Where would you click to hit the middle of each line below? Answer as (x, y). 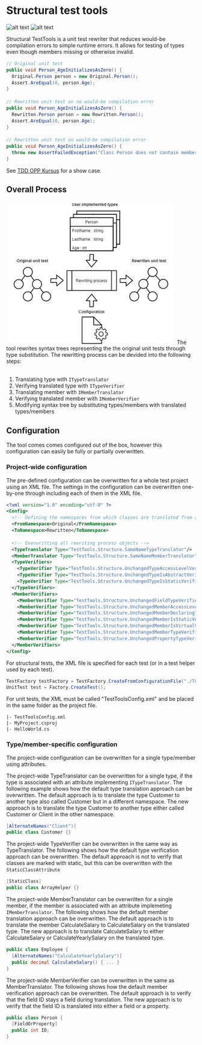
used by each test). (30, 669)
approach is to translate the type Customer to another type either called (95, 808)
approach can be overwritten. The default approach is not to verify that (94, 857)
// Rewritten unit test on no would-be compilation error (80, 102)
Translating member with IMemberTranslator (69, 392)
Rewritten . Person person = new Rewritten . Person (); (78, 114)
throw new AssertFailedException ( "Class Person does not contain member (105, 153)
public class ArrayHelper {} (43, 888)
